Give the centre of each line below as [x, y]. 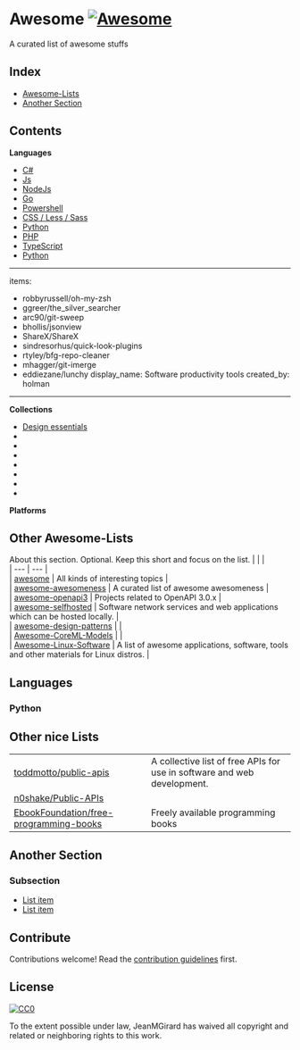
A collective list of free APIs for [216, 761]
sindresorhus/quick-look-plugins [82, 346]
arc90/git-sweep [53, 317]
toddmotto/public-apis [62, 772]
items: [21, 280]
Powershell [43, 208]
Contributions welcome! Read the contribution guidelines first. [123, 959]
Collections [31, 409]
